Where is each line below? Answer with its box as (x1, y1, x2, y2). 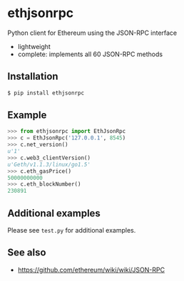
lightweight (17, 42, 51, 51)
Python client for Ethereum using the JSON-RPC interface (7, 28, 178, 37)
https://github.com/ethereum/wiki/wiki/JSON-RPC (17, 265, 165, 274)
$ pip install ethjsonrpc (7, 89, 84, 97)
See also (7, 247, 46, 259)
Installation (7, 70, 58, 83)
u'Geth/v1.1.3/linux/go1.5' (7, 161, 91, 168)
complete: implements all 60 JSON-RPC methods (17, 50, 163, 58)
